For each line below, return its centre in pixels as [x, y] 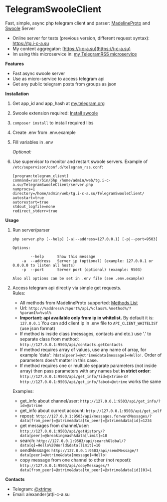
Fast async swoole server [39, 73]
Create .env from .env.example [44, 132]
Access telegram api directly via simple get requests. [67, 287]
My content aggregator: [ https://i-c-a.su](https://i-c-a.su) [72, 48]
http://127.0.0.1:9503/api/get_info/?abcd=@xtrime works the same [90, 381]
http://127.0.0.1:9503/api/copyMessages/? [65, 465]
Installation [17, 93]
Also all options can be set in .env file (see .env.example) [78, 278]
